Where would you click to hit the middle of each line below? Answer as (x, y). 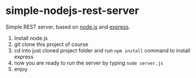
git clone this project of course (51, 44)
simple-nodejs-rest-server (72, 11)
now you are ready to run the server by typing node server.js (89, 63)
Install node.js (31, 38)
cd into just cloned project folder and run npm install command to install (102, 50)
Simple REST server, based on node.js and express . (68, 27)
